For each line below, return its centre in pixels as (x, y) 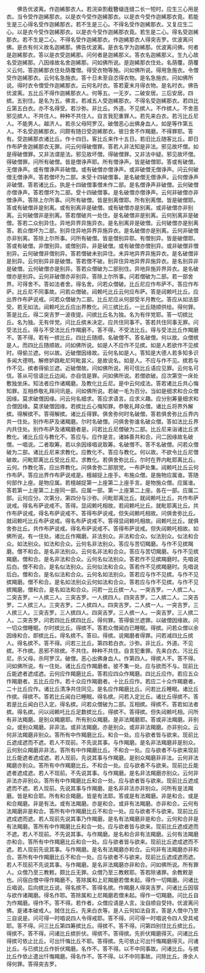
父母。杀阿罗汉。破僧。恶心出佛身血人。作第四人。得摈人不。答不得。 (110, 658)
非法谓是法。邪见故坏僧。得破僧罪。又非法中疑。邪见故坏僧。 (121, 154)
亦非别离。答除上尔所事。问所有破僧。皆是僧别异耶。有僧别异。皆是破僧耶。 (103, 238)
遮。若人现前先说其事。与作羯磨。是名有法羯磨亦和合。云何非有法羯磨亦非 (100, 849)
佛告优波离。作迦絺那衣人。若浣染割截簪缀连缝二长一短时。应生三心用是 (108, 9)
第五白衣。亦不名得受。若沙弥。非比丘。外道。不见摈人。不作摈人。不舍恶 (105, 108)
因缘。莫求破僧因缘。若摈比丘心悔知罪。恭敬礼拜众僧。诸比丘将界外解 (105, 406)
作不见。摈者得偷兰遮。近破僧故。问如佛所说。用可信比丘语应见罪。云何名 (100, 368)
